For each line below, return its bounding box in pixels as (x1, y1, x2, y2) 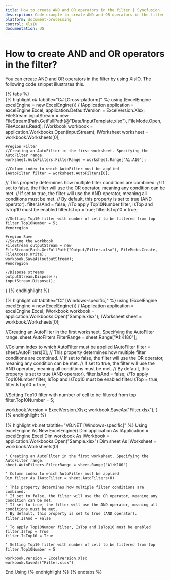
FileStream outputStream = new (5, 243, 72, 248)
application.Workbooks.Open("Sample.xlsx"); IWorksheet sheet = (5, 313, 142, 320)
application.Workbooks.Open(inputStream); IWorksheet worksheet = (5, 129, 149, 135)
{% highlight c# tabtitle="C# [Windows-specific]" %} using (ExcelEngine (5, 298, 157, 304)
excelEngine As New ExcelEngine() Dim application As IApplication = (5, 428, 149, 434)
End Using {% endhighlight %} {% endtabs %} (5, 569, 103, 575)
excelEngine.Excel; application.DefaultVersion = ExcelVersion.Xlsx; (5, 107, 145, 113)
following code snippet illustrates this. (5, 81, 85, 87)
